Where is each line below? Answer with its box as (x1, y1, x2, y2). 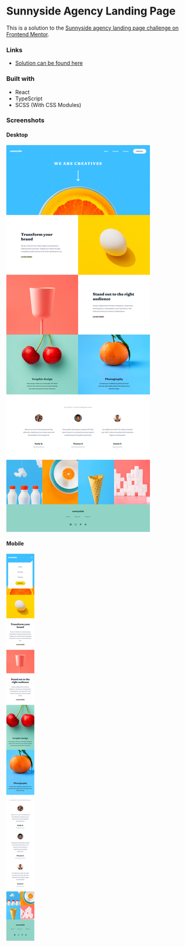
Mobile (6, 540, 24, 548)
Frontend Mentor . (6, 30, 50, 37)
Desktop (6, 131, 28, 138)
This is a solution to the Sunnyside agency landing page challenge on (6, 24, 179, 31)
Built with (6, 74, 35, 83)
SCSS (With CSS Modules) (15, 101, 82, 108)
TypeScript (15, 95, 43, 102)
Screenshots (6, 116, 45, 124)
